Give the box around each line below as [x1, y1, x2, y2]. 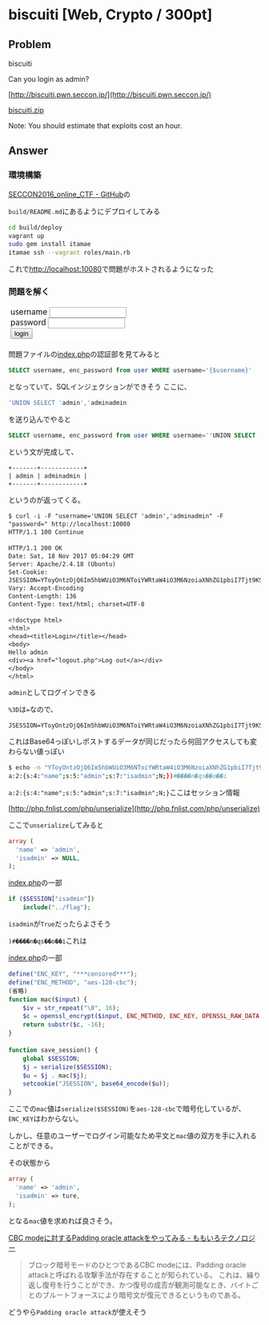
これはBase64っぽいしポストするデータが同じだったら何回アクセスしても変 [8, 737, 258, 746]
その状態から [8, 1158, 50, 1168]
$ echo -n [8, 764, 42, 772]
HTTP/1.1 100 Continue [8, 528, 84, 536]
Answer [8, 144, 49, 158]
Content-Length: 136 [8, 592, 78, 600]
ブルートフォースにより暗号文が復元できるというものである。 [42, 1290, 246, 1299]
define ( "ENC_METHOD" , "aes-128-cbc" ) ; [8, 978, 138, 987]
